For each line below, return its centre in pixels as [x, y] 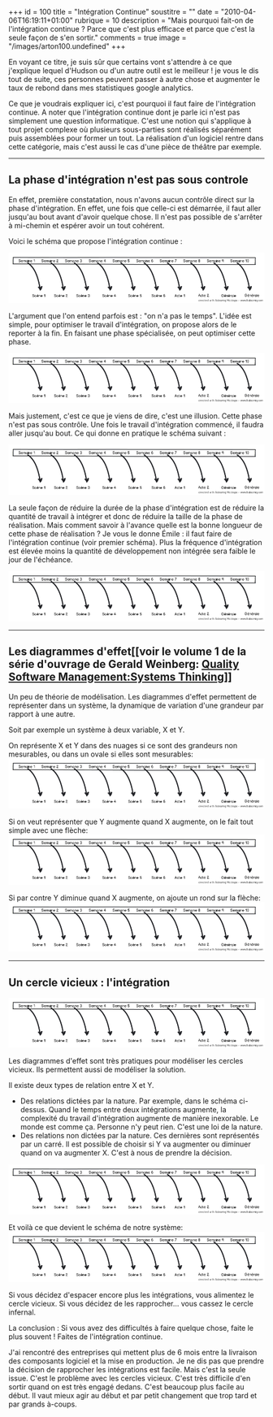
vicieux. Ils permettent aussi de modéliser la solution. [97, 1069]
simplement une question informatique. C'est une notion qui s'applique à [130, 121]
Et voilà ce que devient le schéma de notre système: [96, 1227]
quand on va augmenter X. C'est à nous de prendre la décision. [126, 1152]
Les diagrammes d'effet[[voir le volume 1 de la [128, 652]
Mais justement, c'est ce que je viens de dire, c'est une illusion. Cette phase [135, 416]
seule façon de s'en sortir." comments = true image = [97, 37]
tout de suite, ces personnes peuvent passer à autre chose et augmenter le [134, 79]
